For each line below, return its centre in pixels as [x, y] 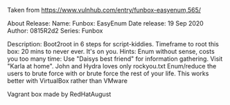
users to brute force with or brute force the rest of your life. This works [108, 73]
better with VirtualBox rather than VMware [68, 81]
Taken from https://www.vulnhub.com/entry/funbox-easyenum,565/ [104, 10]
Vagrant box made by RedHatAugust [59, 94]
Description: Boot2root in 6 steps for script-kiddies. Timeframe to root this [113, 44]
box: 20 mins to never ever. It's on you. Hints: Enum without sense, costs [111, 51]
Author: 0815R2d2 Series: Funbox [55, 31]
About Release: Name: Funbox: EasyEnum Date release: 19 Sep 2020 [106, 23]
